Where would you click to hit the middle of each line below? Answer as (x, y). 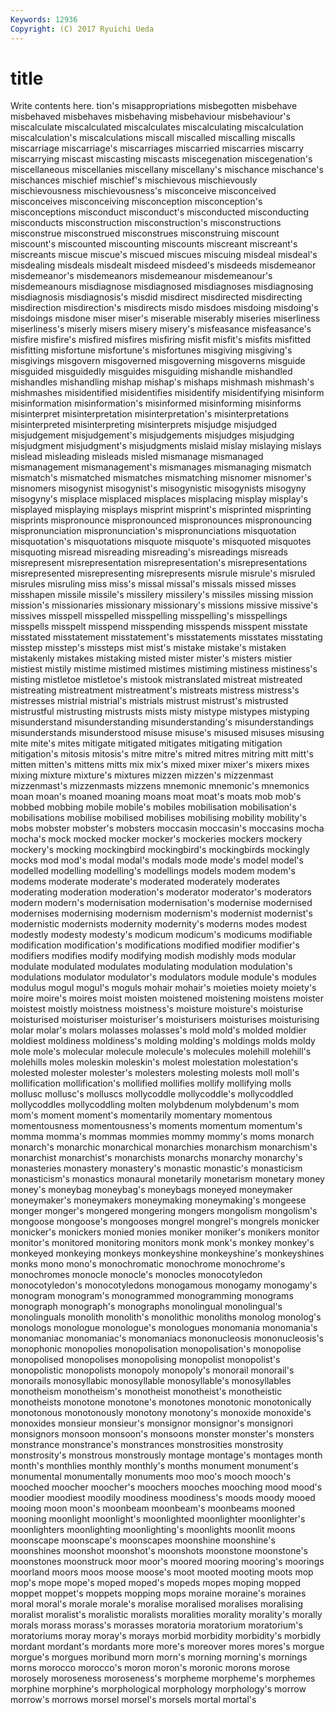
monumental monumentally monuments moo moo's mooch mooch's (151, 1477)
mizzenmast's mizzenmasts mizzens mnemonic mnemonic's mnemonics (160, 786)
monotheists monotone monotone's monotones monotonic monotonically (161, 1402)
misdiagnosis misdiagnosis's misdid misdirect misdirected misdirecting (156, 297)
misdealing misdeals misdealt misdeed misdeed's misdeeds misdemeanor (163, 265)
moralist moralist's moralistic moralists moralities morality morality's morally (166, 1615)
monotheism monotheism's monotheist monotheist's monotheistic (146, 1392)
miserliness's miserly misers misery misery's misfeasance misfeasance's (161, 329)
